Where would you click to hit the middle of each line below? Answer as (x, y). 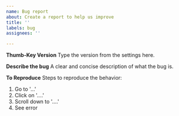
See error (26, 108)
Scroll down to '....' (37, 102)
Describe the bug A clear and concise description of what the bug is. (90, 66)
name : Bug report (27, 11)
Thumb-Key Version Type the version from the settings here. (80, 55)
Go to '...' (25, 89)
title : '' (18, 22)
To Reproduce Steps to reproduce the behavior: (64, 78)
